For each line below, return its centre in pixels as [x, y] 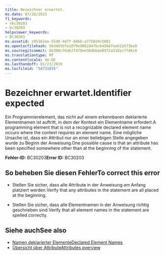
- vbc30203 [16, 23]
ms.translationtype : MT [29, 55]
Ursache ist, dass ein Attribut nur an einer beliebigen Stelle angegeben [77, 138]
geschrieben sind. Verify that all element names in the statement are [81, 210]
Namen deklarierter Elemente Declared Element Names [67, 242]
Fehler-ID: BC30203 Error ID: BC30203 [45, 158]
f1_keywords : [18, 19]
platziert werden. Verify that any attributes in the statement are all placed [85, 190]
